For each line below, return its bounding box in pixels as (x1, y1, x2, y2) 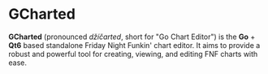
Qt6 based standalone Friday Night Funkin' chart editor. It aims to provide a (8, 40, 261, 50)
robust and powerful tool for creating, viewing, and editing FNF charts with (8, 49, 258, 59)
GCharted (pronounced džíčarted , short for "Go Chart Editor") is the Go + (8, 32, 256, 41)
